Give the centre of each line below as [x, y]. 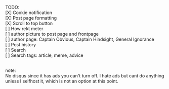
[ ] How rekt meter [24, 29]
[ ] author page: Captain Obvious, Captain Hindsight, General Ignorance [80, 39]
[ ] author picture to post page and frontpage [52, 34]
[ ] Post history [21, 44]
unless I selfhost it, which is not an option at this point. [62, 81]
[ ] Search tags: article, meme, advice [44, 55]
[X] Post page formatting [31, 18]
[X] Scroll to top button [29, 23]
